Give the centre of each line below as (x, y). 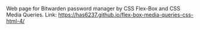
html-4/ (16, 21)
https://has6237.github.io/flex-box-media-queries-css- (126, 15)
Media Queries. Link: (32, 15)
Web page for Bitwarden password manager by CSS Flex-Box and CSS (93, 9)
